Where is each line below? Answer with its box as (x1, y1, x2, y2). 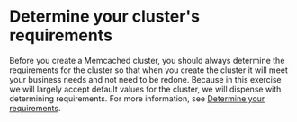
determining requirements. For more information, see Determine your (9, 92, 265, 104)
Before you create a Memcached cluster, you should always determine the (9, 55, 285, 65)
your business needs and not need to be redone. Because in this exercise (9, 74, 282, 84)
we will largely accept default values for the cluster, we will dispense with (9, 83, 282, 94)
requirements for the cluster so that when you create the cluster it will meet (9, 65, 288, 75)
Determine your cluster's (9, 6, 201, 27)
